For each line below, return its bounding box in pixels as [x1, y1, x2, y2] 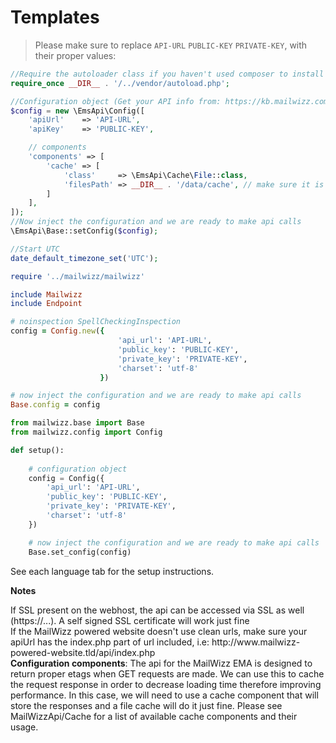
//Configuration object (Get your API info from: [10, 96, 222, 106]
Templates [10, 6, 100, 29]
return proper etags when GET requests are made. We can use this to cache [10, 667, 325, 680]
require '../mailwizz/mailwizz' [10, 271, 145, 281]
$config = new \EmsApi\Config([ [10, 106, 145, 116]
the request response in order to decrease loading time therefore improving [10, 678, 322, 690]
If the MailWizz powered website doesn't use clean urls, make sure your [10, 625, 308, 637]
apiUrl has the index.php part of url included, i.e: [10, 636, 210, 648]
